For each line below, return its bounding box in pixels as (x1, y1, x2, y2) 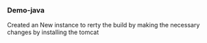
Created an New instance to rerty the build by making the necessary (7, 21, 200, 29)
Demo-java (7, 5, 45, 15)
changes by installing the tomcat (7, 28, 99, 36)
